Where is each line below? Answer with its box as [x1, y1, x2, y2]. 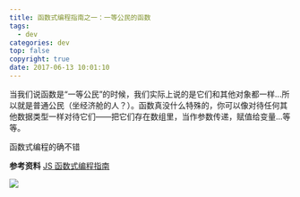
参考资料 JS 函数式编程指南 [9, 160, 110, 171]
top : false [9, 47, 50, 56]
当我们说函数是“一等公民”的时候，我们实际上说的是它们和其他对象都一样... [9, 89, 282, 99]
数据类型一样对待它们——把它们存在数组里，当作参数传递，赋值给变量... [16, 111, 284, 122]
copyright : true [9, 55, 70, 64]
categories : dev [9, 38, 70, 47]
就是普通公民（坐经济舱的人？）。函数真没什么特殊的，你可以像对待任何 [16, 99, 280, 110]
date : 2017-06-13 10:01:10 [9, 64, 110, 73]
